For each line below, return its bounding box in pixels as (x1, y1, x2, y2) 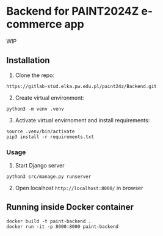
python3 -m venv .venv (6, 106, 64, 112)
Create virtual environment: (15, 94, 84, 101)
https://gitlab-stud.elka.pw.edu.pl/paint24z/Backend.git (6, 83, 157, 89)
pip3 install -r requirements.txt (6, 133, 95, 140)
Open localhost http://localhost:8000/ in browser (15, 185, 143, 192)
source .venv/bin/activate (6, 128, 75, 135)
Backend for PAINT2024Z (6, 4, 139, 18)
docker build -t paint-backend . (6, 218, 92, 224)
